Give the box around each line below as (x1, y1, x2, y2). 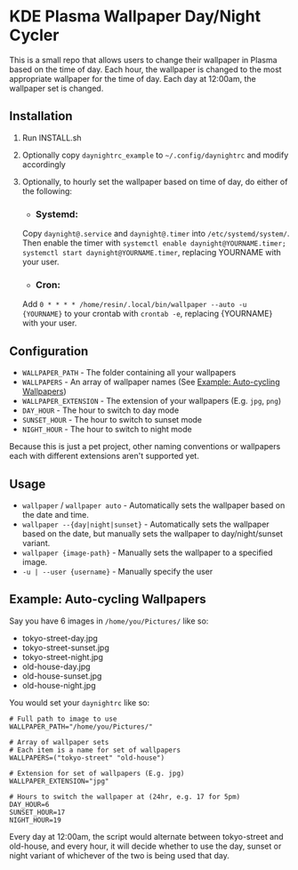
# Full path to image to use (9, 714, 117, 723)
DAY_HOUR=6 (9, 800, 50, 809)
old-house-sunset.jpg (21, 670, 102, 681)
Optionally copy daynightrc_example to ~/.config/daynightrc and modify (21, 149, 289, 160)
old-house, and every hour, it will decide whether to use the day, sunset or (9, 841, 282, 851)
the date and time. (21, 509, 89, 520)
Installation (9, 109, 73, 124)
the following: (21, 185, 73, 197)
